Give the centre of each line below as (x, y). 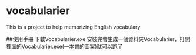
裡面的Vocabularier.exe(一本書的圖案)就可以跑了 (64, 46)
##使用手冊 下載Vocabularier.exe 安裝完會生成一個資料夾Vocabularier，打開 (98, 39)
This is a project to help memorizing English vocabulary (73, 27)
